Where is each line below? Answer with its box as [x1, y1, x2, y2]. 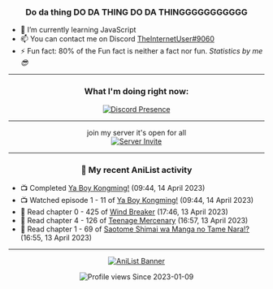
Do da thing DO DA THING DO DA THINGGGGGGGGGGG [25, 6, 248, 18]
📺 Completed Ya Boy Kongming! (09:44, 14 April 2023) [19, 183, 206, 192]
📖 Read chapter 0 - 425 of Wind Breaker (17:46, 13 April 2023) [19, 206, 229, 217]
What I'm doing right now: [84, 86, 189, 97]
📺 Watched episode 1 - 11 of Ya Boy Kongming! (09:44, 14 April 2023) [19, 195, 254, 205]
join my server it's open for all [86, 127, 187, 137]
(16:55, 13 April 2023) [19, 232, 92, 242]
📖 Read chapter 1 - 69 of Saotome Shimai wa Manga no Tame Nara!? [19, 224, 250, 234]
